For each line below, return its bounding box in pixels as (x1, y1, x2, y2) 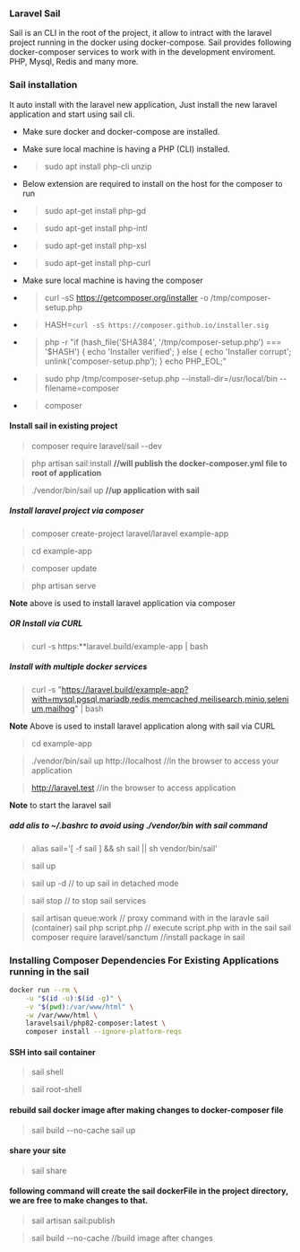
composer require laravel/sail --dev (30, 440, 163, 451)
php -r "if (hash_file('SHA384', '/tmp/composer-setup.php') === (44, 336, 282, 348)
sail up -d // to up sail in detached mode (30, 877, 179, 888)
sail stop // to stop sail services (30, 895, 146, 905)
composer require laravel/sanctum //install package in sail (30, 931, 245, 942)
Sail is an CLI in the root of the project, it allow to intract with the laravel (9, 28, 272, 39)
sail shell (30, 1067, 64, 1078)
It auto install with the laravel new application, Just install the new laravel (9, 99, 278, 110)
